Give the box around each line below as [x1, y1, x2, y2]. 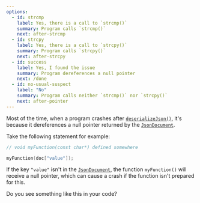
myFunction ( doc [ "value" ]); [6, 155, 74, 161]
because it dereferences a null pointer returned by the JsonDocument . [6, 121, 175, 128]
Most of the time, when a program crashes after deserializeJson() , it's [6, 115, 182, 122]
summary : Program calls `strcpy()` [17, 48, 106, 54]
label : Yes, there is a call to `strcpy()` [17, 43, 128, 49]
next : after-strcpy [17, 53, 66, 59]
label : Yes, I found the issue [17, 64, 95, 71]
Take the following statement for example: [6, 133, 110, 140]
